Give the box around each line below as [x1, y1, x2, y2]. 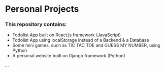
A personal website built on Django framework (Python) [12, 53, 126, 59]
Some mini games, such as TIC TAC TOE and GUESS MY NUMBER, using [12, 43, 161, 48]
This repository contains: [5, 21, 67, 28]
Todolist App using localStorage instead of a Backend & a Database [12, 37, 149, 43]
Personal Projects [5, 3, 79, 15]
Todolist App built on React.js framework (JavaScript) [12, 32, 121, 38]
